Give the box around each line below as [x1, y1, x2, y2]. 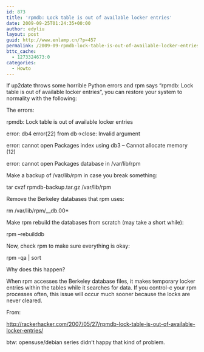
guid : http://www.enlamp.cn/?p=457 [6, 37, 97, 43]
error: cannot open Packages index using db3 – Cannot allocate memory [6, 142, 188, 149]
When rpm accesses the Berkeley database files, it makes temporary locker [6, 277, 195, 285]
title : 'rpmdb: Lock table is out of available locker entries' [6, 15, 172, 21]
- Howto [12, 65, 32, 72]
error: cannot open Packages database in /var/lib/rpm [6, 160, 141, 168]
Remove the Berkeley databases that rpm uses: [6, 195, 124, 203]
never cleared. [6, 297, 42, 304]
